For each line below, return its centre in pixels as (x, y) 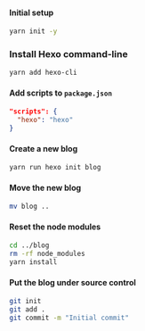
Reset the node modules (55, 227)
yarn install (33, 262)
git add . (28, 310)
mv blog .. (29, 207)
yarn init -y (33, 31)
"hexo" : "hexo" (45, 120)
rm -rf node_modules (48, 254)
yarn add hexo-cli (43, 73)
